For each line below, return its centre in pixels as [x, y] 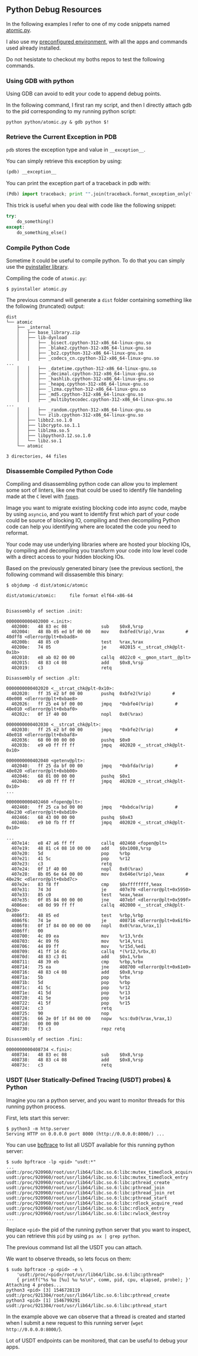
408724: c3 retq [62, 1008]
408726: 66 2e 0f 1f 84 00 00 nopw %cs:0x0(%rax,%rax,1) [92, 1019]
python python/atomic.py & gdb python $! [58, 122]
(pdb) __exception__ [32, 172]
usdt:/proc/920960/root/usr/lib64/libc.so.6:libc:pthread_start [87, 1198]
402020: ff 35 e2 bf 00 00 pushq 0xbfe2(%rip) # [93, 694]
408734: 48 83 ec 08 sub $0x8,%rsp [77, 1055]
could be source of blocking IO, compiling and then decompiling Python [93, 521]
